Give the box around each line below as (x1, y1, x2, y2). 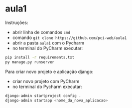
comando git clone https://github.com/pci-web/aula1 (12, 34, 127, 40)
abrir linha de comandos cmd (12, 29, 71, 35)
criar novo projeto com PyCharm (12, 78, 80, 84)
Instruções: (5, 19, 28, 25)
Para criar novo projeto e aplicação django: (5, 68, 94, 74)
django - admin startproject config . (5, 93, 81, 98)
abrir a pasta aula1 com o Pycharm (12, 39, 85, 45)
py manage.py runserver (5, 59, 55, 64)
